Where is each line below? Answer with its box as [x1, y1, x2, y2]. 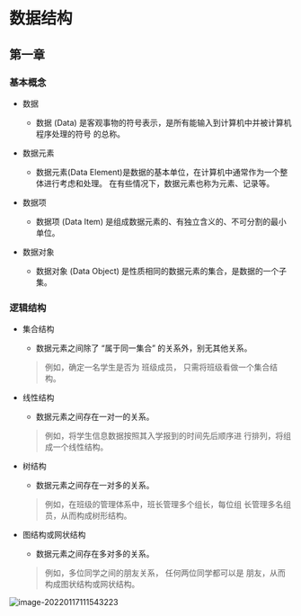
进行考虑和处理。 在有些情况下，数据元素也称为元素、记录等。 [43, 177, 275, 189]
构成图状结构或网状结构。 [44, 579, 140, 590]
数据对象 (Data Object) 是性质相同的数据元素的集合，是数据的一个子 [35, 265, 288, 276]
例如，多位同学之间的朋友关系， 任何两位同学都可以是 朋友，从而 [44, 567, 286, 578]
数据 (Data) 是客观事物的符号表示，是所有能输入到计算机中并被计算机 [35, 117, 292, 128]
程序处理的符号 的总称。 [35, 128, 126, 139]
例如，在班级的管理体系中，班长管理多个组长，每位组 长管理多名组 [44, 499, 292, 510]
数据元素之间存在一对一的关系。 [35, 411, 155, 423]
